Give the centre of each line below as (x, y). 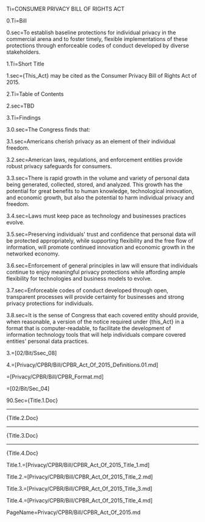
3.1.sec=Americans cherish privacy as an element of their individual (91, 141)
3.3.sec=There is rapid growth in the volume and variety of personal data (98, 178)
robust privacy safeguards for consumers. (59, 166)
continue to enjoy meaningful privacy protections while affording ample (96, 272)
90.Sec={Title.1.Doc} (32, 400)
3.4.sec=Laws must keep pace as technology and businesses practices (96, 216)
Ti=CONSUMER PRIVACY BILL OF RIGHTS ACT (66, 9)
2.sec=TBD (20, 106)
